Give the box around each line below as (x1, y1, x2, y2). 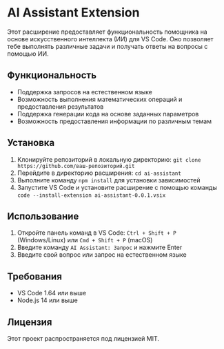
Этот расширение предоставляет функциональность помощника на (7, 28, 208, 36)
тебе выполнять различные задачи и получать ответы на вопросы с (7, 42, 208, 50)
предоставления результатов (17, 102, 104, 111)
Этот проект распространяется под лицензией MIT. (7, 335, 160, 342)
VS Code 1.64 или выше (17, 289, 87, 297)
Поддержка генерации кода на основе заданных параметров (17, 109, 199, 118)
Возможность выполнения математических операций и (17, 95, 183, 103)
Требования (7, 271, 62, 282)
